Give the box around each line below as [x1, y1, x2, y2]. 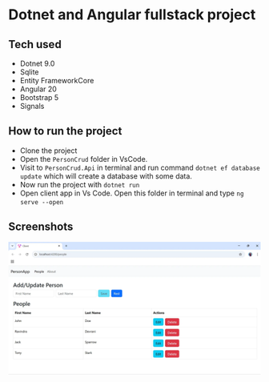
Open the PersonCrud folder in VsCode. [19, 154, 148, 163]
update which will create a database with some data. [19, 171, 192, 181]
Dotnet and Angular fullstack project [8, 6, 256, 24]
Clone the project [19, 146, 78, 155]
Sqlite [19, 67, 39, 77]
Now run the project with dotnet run [19, 179, 140, 189]
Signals [19, 102, 45, 111]
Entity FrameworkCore [19, 76, 94, 85]
